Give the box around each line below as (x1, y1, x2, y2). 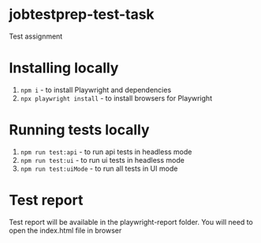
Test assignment (9, 31, 63, 41)
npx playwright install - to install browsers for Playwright (20, 93, 212, 103)
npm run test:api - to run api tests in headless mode (20, 147, 192, 156)
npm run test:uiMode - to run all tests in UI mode (20, 164, 178, 173)
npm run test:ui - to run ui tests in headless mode (20, 155, 185, 164)
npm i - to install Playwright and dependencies (20, 85, 172, 94)
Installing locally (9, 59, 119, 77)
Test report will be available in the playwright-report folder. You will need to (9, 217, 253, 226)
